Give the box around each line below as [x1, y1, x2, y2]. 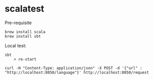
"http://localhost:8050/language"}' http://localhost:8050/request [5, 70, 149, 75]
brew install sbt [5, 34, 41, 39]
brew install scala [5, 29, 46, 34]
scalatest [5, 3, 45, 15]
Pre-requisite [5, 20, 32, 26]
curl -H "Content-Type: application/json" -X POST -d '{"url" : [5, 65, 142, 70]
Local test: [5, 42, 27, 48]
